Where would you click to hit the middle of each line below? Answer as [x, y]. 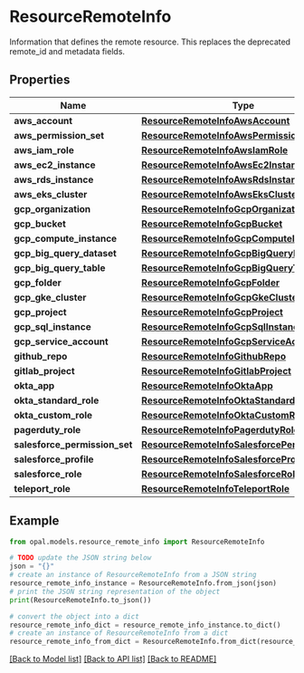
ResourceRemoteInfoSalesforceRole [221, 474]
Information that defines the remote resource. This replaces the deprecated [150, 42]
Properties [40, 80]
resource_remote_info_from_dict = [75, 642]
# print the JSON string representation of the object [115, 591]
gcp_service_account [61, 341]
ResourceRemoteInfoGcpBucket [212, 224]
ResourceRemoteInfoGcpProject [212, 312]
